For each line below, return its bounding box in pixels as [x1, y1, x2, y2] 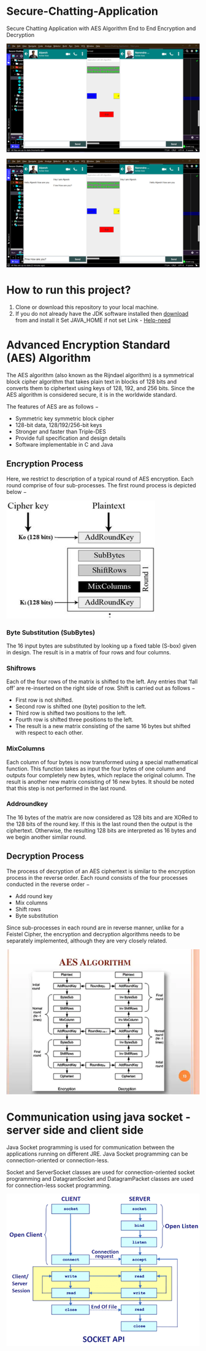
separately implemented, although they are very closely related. [6, 937, 167, 944]
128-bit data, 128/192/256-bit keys [15, 421, 102, 428]
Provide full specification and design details [15, 434, 126, 442]
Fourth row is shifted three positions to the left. [15, 716, 134, 723]
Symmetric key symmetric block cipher [15, 415, 115, 422]
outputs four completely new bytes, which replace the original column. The [6, 771, 196, 778]
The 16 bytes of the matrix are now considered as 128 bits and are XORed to [6, 813, 198, 821]
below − [6, 488, 27, 495]
